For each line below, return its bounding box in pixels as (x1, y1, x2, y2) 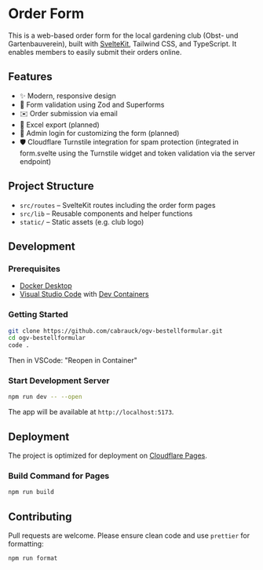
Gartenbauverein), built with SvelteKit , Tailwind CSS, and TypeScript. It (8, 38, 237, 48)
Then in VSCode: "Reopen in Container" (8, 356, 137, 365)
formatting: (8, 539, 45, 549)
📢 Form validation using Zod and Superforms (19, 100, 165, 109)
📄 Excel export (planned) (19, 119, 100, 130)
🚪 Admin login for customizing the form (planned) (19, 128, 180, 137)
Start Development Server (8, 375, 110, 386)
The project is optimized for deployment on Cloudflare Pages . (8, 451, 208, 460)
